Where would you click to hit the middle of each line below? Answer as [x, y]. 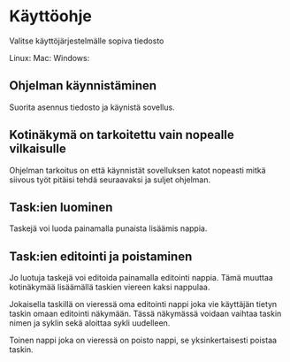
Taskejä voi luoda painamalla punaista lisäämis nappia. [108, 228]
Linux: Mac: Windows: [50, 58]
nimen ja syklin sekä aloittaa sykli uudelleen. [90, 323]
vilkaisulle [38, 149]
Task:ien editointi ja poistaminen [101, 256]
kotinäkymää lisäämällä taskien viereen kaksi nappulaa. [110, 287]
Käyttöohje [51, 16]
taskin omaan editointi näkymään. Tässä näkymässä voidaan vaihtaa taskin [145, 314]
